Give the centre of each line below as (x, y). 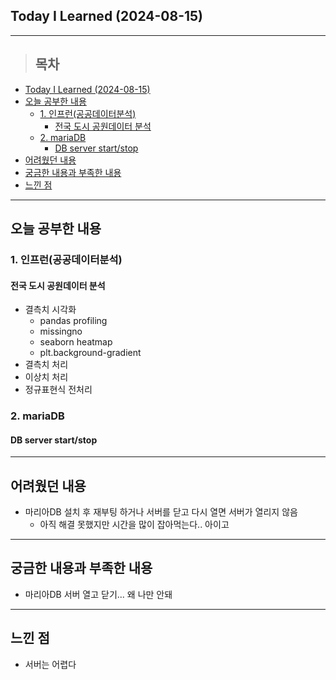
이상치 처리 (46, 377)
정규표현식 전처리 (58, 390)
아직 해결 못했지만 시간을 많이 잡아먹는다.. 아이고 (134, 525)
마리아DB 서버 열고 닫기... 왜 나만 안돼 (98, 594)
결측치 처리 (46, 365)
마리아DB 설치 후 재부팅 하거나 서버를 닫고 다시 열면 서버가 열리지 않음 (161, 512)
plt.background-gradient (90, 353)
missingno (61, 331)
